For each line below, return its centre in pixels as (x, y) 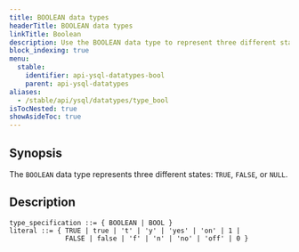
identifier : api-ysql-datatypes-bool (95, 76)
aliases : (25, 92)
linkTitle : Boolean (45, 34)
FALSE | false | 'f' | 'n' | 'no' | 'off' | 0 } (157, 238)
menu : (19, 59)
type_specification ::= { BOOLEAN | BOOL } (91, 223)
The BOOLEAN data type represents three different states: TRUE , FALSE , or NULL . (149, 174)
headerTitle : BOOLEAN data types (71, 26)
